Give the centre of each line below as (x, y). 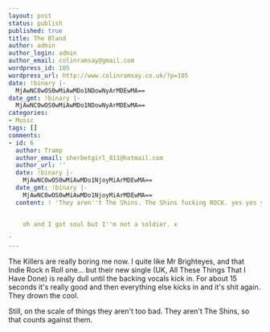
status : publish (35, 23)
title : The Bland (37, 38)
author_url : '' (41, 166)
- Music (21, 121)
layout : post (30, 16)
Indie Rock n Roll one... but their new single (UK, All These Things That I (127, 270)
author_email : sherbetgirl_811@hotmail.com (89, 158)
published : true (35, 31)
